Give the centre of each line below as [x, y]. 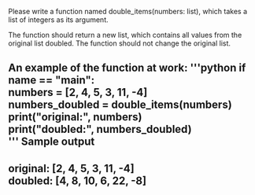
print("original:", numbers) [75, 117]
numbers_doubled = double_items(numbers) [120, 105]
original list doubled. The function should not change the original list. [119, 43]
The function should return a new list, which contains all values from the [125, 35]
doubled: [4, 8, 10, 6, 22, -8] [78, 180]
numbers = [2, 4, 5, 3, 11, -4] [78, 92]
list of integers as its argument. [58, 20]
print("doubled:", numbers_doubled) [100, 129]
